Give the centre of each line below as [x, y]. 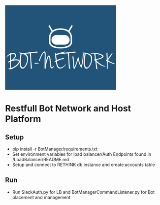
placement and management [41, 197]
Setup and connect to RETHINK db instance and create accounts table [83, 165]
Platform [23, 119]
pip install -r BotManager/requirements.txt [55, 149]
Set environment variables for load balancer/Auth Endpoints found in [82, 154]
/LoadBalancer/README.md [41, 159]
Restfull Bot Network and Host [68, 109]
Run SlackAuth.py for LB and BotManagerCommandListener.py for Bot [83, 192]
